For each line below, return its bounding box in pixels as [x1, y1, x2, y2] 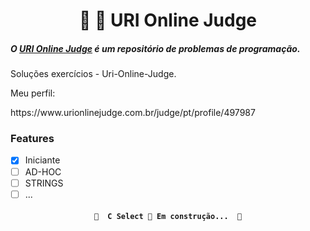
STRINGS [24, 177, 64, 189]
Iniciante [24, 154, 61, 166]
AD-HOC [24, 165, 62, 178]
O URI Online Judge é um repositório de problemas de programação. [10, 42, 301, 54]
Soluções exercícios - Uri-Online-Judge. [10, 68, 177, 80]
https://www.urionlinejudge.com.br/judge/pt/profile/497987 [10, 107, 256, 119]
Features [10, 132, 55, 146]
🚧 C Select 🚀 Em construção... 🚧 [93, 212, 243, 222]
